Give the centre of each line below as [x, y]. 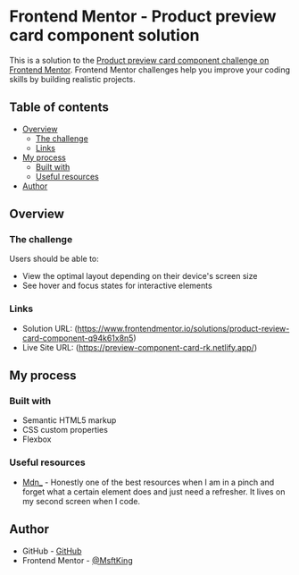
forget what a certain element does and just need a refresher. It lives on [154, 491]
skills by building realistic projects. [72, 79]
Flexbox [37, 439]
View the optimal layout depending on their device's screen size [140, 276]
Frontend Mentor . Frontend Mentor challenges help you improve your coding [150, 70]
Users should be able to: [54, 259]
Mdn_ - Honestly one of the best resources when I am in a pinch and [148, 482]
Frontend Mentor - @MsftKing [77, 560]
